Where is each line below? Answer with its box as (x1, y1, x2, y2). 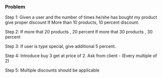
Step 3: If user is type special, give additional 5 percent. (5, 44, 116, 49)
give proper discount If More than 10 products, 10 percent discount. (5, 19, 139, 25)
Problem (5, 3, 26, 10)
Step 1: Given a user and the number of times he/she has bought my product (5, 15, 157, 20)
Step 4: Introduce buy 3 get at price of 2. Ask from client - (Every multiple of (5, 53, 157, 59)
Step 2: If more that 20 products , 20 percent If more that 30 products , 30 (5, 29, 153, 35)
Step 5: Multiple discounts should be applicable (5, 67, 100, 73)
